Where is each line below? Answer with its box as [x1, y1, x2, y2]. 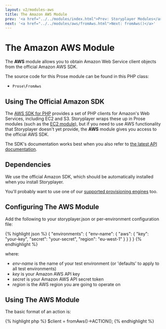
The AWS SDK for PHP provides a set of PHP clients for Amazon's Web [5, 111, 150, 116]
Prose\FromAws [12, 84, 41, 89]
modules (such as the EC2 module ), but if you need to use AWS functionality [5, 121, 161, 126]
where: [5, 250, 20, 257]
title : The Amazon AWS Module [5, 12, 68, 17]
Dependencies [5, 161, 51, 169]
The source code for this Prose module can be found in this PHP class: [5, 74, 149, 80]
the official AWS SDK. [5, 131, 49, 137]
